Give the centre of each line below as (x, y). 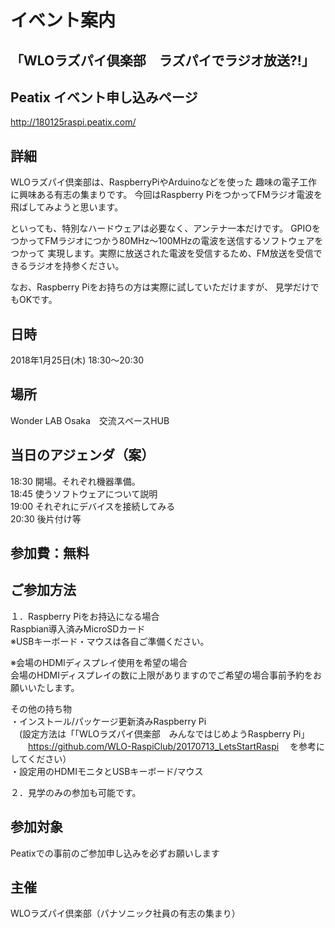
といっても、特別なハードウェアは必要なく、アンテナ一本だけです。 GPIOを (166, 228)
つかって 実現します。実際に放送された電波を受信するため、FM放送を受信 (162, 253)
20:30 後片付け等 (46, 518)
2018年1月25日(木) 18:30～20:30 (77, 360)
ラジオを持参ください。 (76, 266)
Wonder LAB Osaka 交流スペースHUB (90, 420)
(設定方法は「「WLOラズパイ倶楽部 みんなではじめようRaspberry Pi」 (164, 733)
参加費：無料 (50, 553)
